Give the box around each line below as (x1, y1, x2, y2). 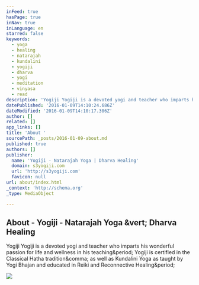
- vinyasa (11, 86, 36, 92)
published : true (6, 140, 46, 147)
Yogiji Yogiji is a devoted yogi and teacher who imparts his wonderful (6, 242, 175, 249)
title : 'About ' (6, 130, 46, 136)
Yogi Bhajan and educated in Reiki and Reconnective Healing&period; (6, 261, 175, 268)
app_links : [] (6, 124, 41, 130)
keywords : (6, 36, 31, 42)
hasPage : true (6, 14, 41, 20)
